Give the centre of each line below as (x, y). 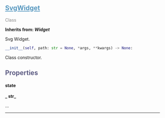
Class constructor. (24, 57)
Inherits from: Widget (27, 29)
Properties (22, 73)
